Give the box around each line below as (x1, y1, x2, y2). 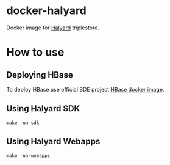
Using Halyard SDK (6, 103, 80, 114)
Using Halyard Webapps (6, 136, 101, 147)
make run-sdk (6, 120, 40, 126)
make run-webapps (6, 152, 51, 159)
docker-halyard (6, 4, 87, 18)
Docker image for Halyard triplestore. (6, 24, 99, 31)
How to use (6, 45, 65, 59)
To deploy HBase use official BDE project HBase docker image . (6, 86, 165, 93)
